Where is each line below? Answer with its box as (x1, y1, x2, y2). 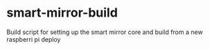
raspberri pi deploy (6, 35, 61, 43)
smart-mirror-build (6, 5, 119, 21)
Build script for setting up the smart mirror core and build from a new (6, 28, 203, 36)
